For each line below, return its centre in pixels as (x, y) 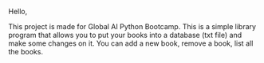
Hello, (18, 11)
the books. (26, 52)
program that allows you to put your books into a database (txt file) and (125, 35)
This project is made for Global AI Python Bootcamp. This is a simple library (132, 26)
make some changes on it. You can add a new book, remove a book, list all (131, 43)
